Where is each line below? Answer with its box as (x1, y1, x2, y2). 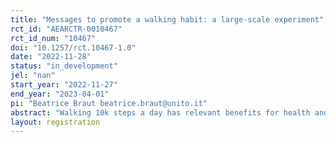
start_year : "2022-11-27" (10, 80, 118, 90)
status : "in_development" (10, 61, 118, 71)
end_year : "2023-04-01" (10, 89, 110, 99)
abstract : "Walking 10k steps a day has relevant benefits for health (10, 107, 311, 118)
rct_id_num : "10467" (10, 33, 97, 43)
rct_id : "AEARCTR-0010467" (10, 24, 123, 34)
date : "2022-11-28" (10, 52, 92, 62)
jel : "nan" (10, 71, 56, 81)
